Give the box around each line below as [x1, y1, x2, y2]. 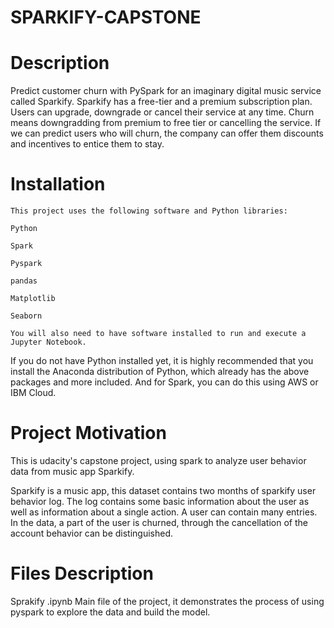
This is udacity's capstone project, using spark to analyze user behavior [10, 455, 307, 466]
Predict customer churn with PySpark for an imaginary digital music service [10, 85, 322, 97]
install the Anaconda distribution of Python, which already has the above [10, 366, 310, 378]
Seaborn [10, 311, 43, 321]
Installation [10, 173, 106, 196]
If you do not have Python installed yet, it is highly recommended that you [10, 355, 314, 367]
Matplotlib [10, 294, 56, 304]
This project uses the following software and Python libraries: [10, 206, 288, 216]
